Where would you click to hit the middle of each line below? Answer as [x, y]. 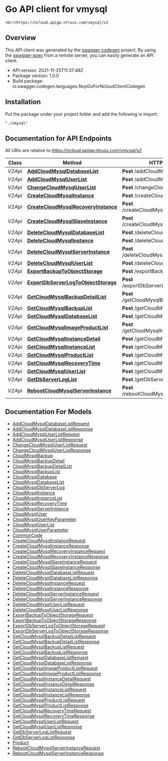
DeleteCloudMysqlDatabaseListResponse [55, 578]
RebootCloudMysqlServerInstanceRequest [56, 748]
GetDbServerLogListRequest [42, 732]
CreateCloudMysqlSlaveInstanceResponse [56, 567]
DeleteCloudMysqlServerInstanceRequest [55, 594]
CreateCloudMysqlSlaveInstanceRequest [54, 562]
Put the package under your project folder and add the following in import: [82, 114]
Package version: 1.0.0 [35, 76]
